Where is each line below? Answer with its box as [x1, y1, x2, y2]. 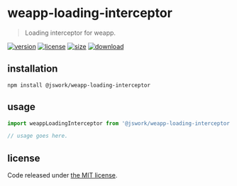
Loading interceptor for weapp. [24, 28, 116, 37]
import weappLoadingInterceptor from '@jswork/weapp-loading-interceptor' [7, 119, 233, 127]
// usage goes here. [7, 133, 69, 140]
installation [7, 62, 58, 75]
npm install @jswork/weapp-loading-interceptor [7, 82, 151, 89]
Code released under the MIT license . [7, 171, 118, 180]
